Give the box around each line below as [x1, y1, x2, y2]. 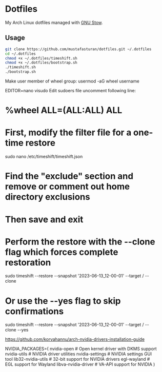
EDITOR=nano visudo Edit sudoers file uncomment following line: [5, 88, 136, 93]
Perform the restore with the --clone [5, 236, 155, 247]
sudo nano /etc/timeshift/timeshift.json [5, 154, 83, 160]
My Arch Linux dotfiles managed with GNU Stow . [5, 20, 103, 25]
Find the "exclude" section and [5, 171, 134, 182]
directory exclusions [5, 191, 90, 203]
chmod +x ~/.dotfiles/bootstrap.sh [5, 60, 78, 65]
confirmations [5, 306, 64, 317]
